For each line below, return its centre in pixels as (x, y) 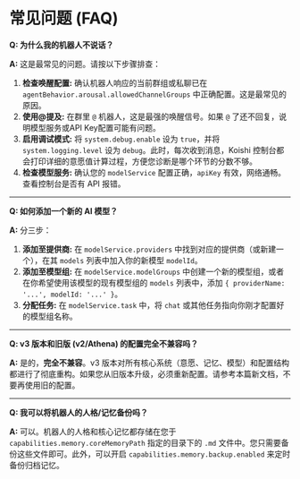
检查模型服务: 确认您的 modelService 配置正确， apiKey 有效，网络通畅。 (154, 172)
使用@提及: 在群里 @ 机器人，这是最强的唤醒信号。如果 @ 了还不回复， (150, 116)
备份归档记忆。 (37, 465)
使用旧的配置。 (52, 385)
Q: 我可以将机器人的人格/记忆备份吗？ (79, 412)
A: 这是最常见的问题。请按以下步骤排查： (85, 64)
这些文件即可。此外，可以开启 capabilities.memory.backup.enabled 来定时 (154, 454)
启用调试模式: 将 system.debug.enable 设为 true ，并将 (121, 139)
